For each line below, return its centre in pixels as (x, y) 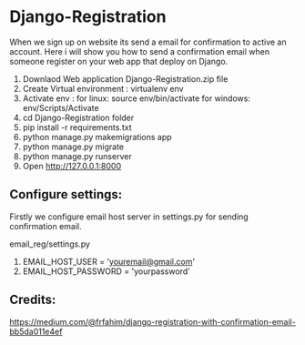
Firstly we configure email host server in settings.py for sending (129, 217)
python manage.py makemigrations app (97, 137)
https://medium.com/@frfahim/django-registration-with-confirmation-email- (152, 321)
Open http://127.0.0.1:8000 (72, 166)
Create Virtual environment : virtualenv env (103, 88)
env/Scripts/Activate (61, 107)
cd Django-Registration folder (78, 117)
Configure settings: (66, 194)
